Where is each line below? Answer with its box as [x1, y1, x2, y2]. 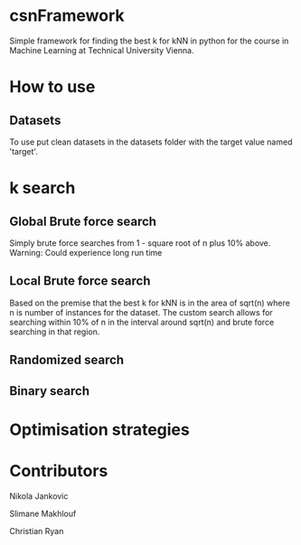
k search [9, 178, 76, 199]
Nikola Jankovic [9, 490, 69, 502]
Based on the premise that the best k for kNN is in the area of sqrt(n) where [9, 297, 291, 308]
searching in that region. [9, 326, 100, 337]
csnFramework [9, 5, 125, 26]
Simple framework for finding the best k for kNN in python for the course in [9, 35, 289, 46]
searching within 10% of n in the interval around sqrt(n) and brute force [9, 316, 275, 327]
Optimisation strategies [9, 419, 190, 439]
